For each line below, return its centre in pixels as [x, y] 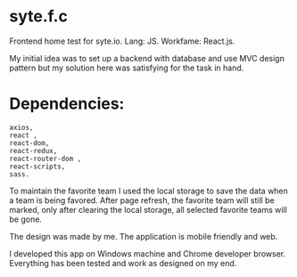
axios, [21, 127]
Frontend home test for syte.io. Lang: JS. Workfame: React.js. [122, 41]
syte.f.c [39, 16]
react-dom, [29, 143]
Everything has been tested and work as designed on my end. [123, 263]
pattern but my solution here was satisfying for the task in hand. [127, 68]
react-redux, [33, 151]
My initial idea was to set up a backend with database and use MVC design [147, 58]
